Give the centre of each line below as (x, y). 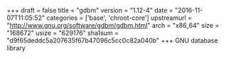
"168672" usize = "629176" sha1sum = (63, 33)
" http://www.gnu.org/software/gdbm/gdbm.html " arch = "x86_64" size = (113, 25)
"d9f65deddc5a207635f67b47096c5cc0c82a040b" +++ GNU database (112, 41)
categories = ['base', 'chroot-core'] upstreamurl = (119, 18)
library (16, 48)
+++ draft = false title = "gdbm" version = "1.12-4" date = (90, 10)
